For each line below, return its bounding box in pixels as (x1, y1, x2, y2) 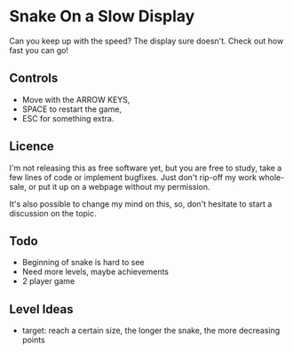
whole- (258, 171, 285, 183)
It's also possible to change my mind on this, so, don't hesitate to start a (9, 198, 273, 209)
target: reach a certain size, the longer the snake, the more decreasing (21, 326, 281, 336)
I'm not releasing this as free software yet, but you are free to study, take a (9, 162, 282, 173)
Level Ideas (9, 302, 74, 317)
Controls (9, 71, 59, 86)
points (21, 334, 46, 345)
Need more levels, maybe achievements (21, 266, 169, 277)
